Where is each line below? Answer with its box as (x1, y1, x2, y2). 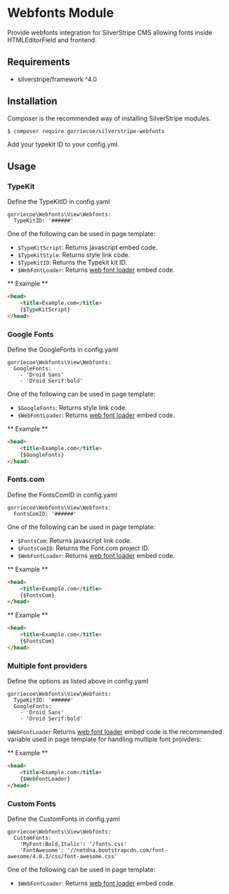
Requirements (7, 56, 70, 68)
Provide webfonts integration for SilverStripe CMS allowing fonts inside (7, 28, 213, 37)
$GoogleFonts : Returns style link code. (17, 404, 128, 412)
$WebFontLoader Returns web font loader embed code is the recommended (7, 728, 223, 736)
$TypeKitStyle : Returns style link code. (17, 251, 131, 259)
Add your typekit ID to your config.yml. (7, 139, 119, 149)
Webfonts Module (7, 5, 115, 21)
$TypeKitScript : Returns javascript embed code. (17, 243, 158, 252)
